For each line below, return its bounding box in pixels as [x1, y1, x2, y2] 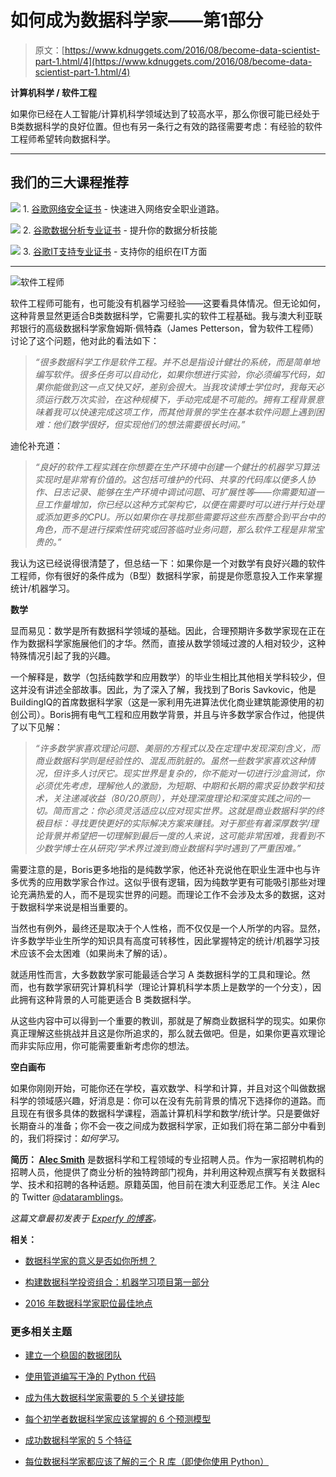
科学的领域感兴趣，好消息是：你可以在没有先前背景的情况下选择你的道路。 [10, 1094, 317, 1106]
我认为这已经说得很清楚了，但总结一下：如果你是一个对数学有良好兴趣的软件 [10, 557, 326, 569]
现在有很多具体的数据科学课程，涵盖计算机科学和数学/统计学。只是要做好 [18, 1107, 321, 1119]
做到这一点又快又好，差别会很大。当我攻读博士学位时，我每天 [61, 381, 316, 393]
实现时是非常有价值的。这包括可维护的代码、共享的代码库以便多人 [34, 473, 307, 485]
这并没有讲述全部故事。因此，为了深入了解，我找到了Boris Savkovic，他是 [10, 683, 317, 695]
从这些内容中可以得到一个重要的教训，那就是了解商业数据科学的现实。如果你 [10, 1014, 326, 1026]
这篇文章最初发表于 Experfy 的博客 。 [10, 1212, 162, 1224]
